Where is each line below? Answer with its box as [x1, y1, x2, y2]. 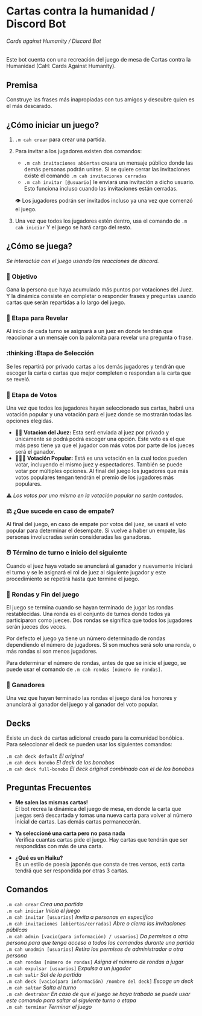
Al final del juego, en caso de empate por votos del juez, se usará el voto [6, 521, 187, 528]
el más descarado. [6, 103, 52, 110]
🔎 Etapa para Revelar [6, 314, 68, 322]
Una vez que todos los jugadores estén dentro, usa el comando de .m [14, 217, 188, 224]
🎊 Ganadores [6, 681, 45, 689]
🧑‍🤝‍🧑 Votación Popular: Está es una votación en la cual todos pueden [14, 454, 188, 462]
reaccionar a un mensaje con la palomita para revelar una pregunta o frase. [6, 334, 194, 341]
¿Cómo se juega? [6, 241, 72, 252]
